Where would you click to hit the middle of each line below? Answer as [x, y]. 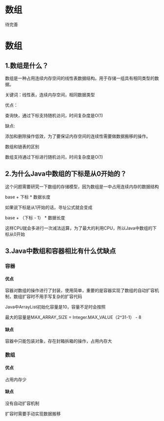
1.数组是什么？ [27, 66]
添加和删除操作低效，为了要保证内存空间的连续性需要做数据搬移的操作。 [78, 136]
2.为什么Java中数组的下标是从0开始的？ [66, 174]
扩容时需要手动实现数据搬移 [33, 414]
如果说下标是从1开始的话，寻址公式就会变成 [49, 207]
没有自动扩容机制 [22, 403]
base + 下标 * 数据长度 [28, 197]
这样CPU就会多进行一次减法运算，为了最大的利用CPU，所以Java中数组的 [79, 228]
